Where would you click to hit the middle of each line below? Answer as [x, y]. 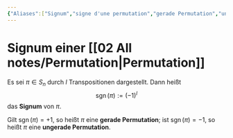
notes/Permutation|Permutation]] [106, 62]
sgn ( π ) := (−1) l [116, 95]
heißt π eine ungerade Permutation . [59, 127]
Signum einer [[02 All [70, 48]
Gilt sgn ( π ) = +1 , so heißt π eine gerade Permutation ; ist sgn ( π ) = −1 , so [111, 120]
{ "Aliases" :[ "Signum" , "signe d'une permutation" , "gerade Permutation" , [113, 14]
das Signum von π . [34, 106]
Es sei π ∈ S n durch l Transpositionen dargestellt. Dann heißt [94, 83]
